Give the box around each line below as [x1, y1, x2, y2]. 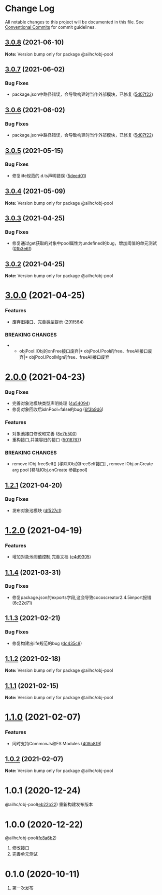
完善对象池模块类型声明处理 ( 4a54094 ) [12, 401, 90, 406]
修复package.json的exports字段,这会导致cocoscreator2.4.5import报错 [12, 594, 151, 600]
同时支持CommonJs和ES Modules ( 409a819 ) [12, 740, 102, 746]
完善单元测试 [12, 851, 38, 857]
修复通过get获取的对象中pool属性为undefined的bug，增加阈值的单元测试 [12, 240, 157, 246]
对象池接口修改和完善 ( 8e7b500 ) [12, 431, 77, 437]
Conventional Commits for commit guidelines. [5, 24, 96, 30]
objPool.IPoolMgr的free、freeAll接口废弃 [29, 354, 110, 360]
